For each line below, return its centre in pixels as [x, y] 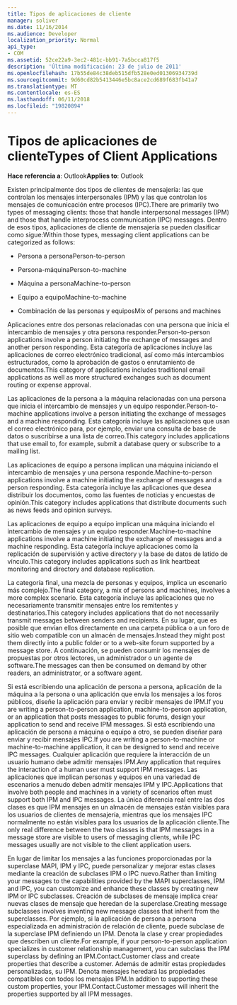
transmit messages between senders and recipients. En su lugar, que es [112, 620]
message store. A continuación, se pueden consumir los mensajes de [109, 650]
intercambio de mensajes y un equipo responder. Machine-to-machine [109, 531]
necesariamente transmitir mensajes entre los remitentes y [93, 605]
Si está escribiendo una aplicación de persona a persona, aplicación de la [115, 686]
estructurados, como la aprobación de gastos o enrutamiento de [101, 362]
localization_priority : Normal [53, 40]
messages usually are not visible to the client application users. [100, 844]
